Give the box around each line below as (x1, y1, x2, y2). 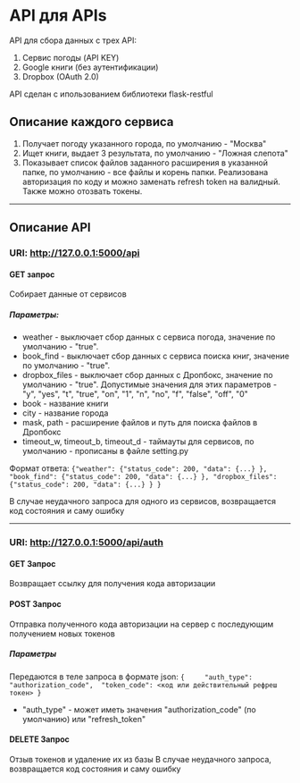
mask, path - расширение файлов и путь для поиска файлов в (21, 417, 258, 428)
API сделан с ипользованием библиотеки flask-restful (9, 88, 213, 99)
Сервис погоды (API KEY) (21, 52, 120, 63)
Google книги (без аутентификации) (21, 62, 159, 72)
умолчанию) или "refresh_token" (21, 713, 146, 724)
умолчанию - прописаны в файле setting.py (21, 446, 189, 457)
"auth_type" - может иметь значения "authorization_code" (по (21, 703, 256, 715)
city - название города (21, 408, 109, 418)
